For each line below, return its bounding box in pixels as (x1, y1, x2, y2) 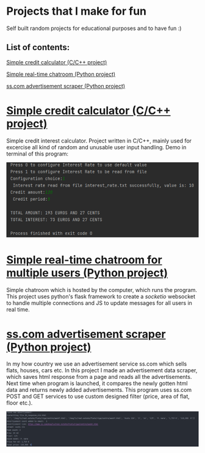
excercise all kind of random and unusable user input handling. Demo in (6, 143, 187, 151)
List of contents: (6, 42, 70, 53)
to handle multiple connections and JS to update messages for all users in (6, 299, 192, 307)
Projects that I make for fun (6, 4, 147, 18)
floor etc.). (6, 399, 33, 406)
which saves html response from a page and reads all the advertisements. (6, 373, 192, 381)
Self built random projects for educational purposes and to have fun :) (6, 24, 182, 32)
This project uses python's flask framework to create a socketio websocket (6, 293, 196, 300)
